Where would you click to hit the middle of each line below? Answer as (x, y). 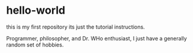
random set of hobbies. (35, 45)
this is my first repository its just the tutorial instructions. (76, 27)
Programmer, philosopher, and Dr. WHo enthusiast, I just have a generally (96, 38)
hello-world (36, 10)
